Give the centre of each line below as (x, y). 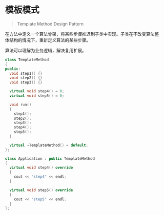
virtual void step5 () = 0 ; (37, 96)
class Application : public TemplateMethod (50, 159)
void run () (20, 105)
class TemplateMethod (27, 60)
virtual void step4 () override (41, 168)
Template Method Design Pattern (50, 24)
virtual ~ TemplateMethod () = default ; (49, 145)
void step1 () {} (26, 73)
